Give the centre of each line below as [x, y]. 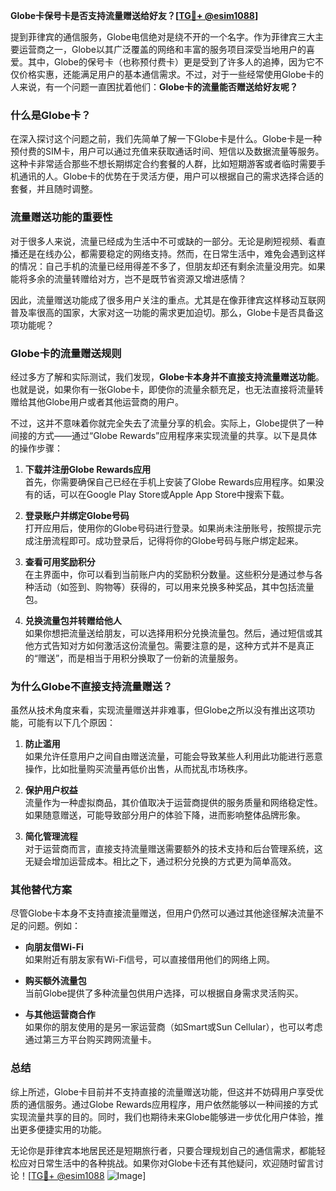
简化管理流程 [51, 836]
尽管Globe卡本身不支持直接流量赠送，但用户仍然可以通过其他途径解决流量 [162, 913]
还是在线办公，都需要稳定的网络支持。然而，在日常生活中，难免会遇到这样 [172, 253]
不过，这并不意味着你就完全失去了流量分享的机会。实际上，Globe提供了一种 [167, 423]
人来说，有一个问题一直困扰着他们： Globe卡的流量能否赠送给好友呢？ [154, 87]
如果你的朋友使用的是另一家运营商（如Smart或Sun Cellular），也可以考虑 [173, 1027]
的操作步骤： [36, 448]
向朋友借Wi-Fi [54, 947]
